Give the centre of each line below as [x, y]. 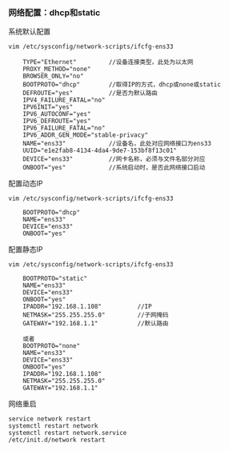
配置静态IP [26, 249]
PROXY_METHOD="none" [57, 70]
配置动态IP [26, 184]
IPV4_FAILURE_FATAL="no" [64, 100]
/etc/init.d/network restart [57, 440]
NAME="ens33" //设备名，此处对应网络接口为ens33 [117, 144]
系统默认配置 [29, 32]
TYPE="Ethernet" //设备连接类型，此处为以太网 [108, 62]
